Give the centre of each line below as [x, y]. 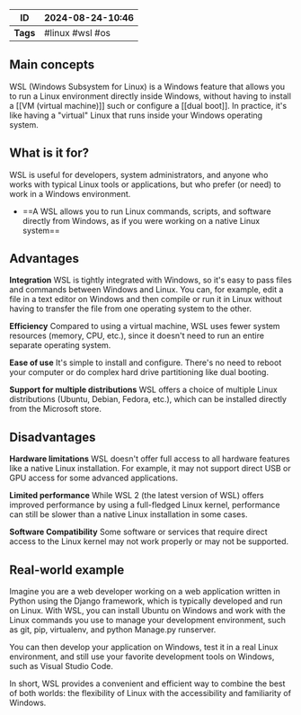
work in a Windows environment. [70, 193]
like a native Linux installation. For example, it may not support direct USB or [150, 469]
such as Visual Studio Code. [62, 666]
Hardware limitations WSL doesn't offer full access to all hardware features [150, 459]
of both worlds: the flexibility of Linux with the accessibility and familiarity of [150, 693]
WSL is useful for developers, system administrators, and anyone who [139, 174]
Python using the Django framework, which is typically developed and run [146, 601]
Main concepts [52, 65]
